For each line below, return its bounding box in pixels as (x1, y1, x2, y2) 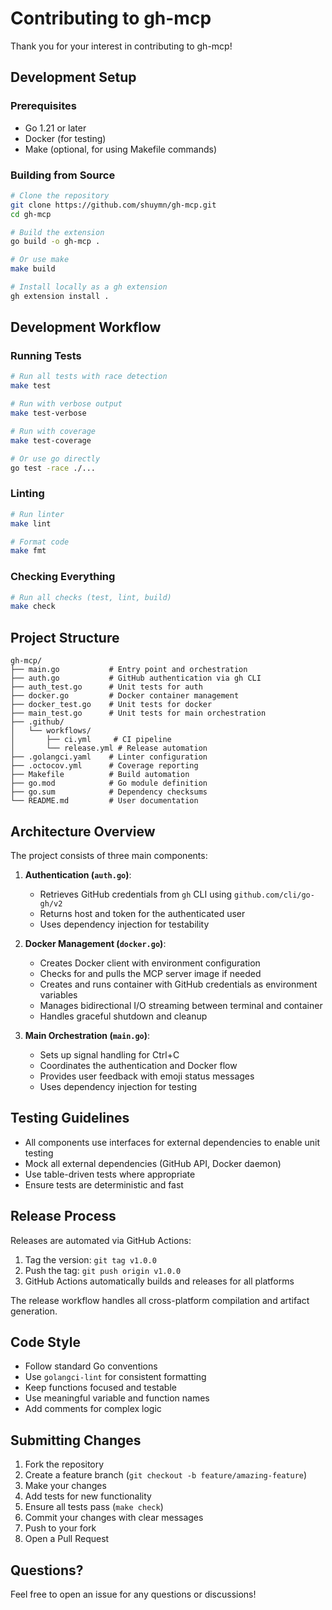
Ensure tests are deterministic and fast (24, 1178, 184, 1191)
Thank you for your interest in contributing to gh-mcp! (10, 40, 233, 52)
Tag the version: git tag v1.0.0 (24, 1253, 157, 1266)
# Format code (10, 537, 70, 547)
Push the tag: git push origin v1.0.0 (24, 1264, 182, 1276)
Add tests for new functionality (24, 1490, 152, 1502)
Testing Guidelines (10, 1110, 130, 1127)
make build (10, 264, 56, 274)
